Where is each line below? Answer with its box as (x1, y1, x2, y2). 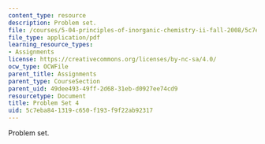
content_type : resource (8, 11, 87, 20)
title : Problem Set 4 (8, 99, 80, 107)
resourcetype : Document (8, 92, 87, 100)
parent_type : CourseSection (8, 77, 101, 85)
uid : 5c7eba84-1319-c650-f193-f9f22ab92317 (8, 107, 154, 115)
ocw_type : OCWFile (8, 63, 69, 71)
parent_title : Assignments (8, 70, 97, 78)
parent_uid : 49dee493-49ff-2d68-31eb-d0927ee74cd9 (8, 84, 178, 93)
